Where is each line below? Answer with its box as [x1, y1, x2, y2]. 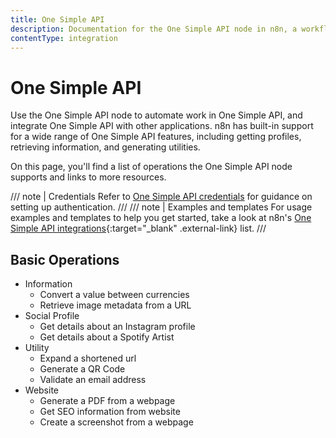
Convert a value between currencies [39, 289, 190, 301]
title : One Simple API [10, 14, 105, 25]
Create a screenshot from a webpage [39, 416, 194, 428]
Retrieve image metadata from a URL [39, 299, 192, 311]
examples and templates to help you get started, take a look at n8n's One [10, 212, 312, 224]
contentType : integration [10, 33, 118, 43]
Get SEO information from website [39, 406, 181, 418]
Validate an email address [39, 374, 147, 386]
